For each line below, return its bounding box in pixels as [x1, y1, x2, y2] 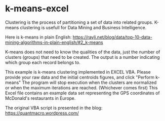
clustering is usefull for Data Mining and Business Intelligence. [20, 24, 147, 30]
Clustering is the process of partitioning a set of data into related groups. [5, 19, 153, 25]
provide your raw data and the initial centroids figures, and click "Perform [5, 74, 155, 80]
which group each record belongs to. [5, 59, 81, 65]
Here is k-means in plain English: [5, 34, 72, 40]
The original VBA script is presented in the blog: [5, 105, 103, 111]
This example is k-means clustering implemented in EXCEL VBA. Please [5, 69, 151, 75]
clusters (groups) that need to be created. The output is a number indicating [5, 54, 160, 60]
